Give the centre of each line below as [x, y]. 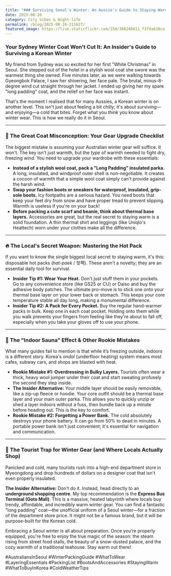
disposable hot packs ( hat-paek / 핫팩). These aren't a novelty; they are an [83, 263]
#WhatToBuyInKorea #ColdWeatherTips [47, 568]
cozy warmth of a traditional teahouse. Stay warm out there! [68, 547]
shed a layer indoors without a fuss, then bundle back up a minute [82, 405]
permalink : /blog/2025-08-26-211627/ [45, 24]
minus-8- [153, 81]
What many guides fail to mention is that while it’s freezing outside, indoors [84, 351]
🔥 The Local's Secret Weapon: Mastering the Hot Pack [74, 246]
